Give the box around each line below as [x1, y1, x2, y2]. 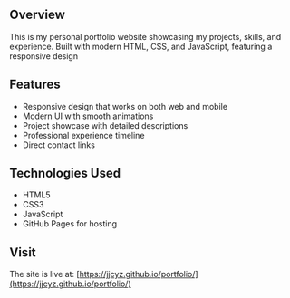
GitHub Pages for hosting [22, 218, 118, 229]
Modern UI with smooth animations [22, 111, 154, 121]
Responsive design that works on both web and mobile [22, 101, 228, 111]
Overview [9, 7, 66, 23]
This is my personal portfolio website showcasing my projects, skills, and [9, 31, 282, 42]
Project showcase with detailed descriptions [22, 120, 188, 130]
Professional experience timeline [22, 130, 145, 140]
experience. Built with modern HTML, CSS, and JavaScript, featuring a [9, 41, 273, 52]
